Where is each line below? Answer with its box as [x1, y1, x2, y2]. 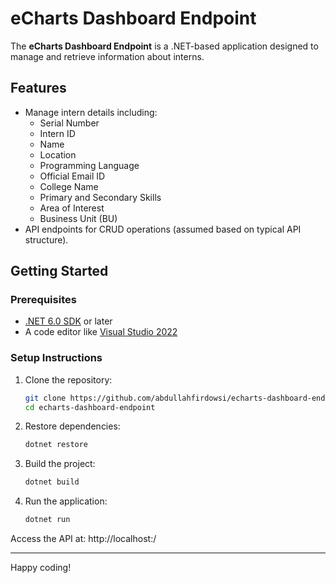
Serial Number [39, 117, 100, 129]
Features [10, 80, 67, 97]
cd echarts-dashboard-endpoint [24, 402, 156, 412]
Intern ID [39, 127, 76, 139]
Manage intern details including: [24, 106, 158, 118]
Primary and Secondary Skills [39, 191, 162, 203]
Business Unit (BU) [39, 212, 118, 224]
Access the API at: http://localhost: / [10, 533, 157, 545]
